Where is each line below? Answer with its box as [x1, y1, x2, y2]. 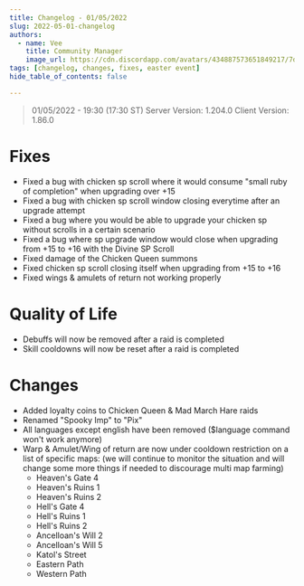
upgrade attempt [22, 204, 86, 215]
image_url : [25, 55, 67, 64]
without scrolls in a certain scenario [22, 223, 156, 235]
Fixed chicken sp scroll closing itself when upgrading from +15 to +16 [22, 262, 281, 273]
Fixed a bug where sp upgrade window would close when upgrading [22, 233, 279, 244]
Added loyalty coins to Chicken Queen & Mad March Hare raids [22, 404, 259, 416]
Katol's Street [35, 549, 88, 560]
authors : [9, 30, 43, 39]
